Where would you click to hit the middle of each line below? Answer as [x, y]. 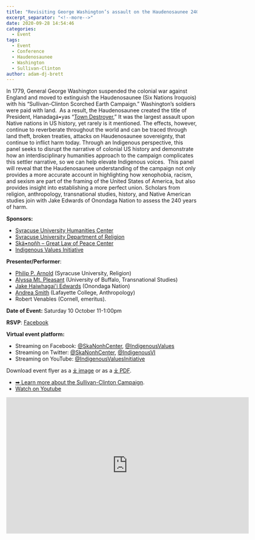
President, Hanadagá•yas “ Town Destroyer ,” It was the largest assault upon [101, 117]
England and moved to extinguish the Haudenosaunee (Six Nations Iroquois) [101, 98]
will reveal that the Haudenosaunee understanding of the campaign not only [101, 168]
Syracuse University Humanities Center [64, 230]
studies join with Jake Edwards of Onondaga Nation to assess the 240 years [101, 201]
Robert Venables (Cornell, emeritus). [61, 299]
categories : [21, 29]
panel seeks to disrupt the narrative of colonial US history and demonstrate [100, 149]
